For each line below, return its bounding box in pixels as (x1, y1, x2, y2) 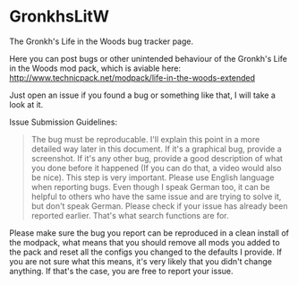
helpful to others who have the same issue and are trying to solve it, (30, 191, 282, 202)
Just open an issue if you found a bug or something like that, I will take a (9, 90, 276, 100)
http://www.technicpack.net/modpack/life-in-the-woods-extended (9, 72, 255, 82)
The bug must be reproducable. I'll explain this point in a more (30, 134, 260, 144)
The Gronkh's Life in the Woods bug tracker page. (9, 36, 194, 47)
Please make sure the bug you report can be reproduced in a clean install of (9, 227, 289, 238)
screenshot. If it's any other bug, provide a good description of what (30, 152, 284, 163)
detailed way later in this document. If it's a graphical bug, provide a (30, 143, 282, 154)
